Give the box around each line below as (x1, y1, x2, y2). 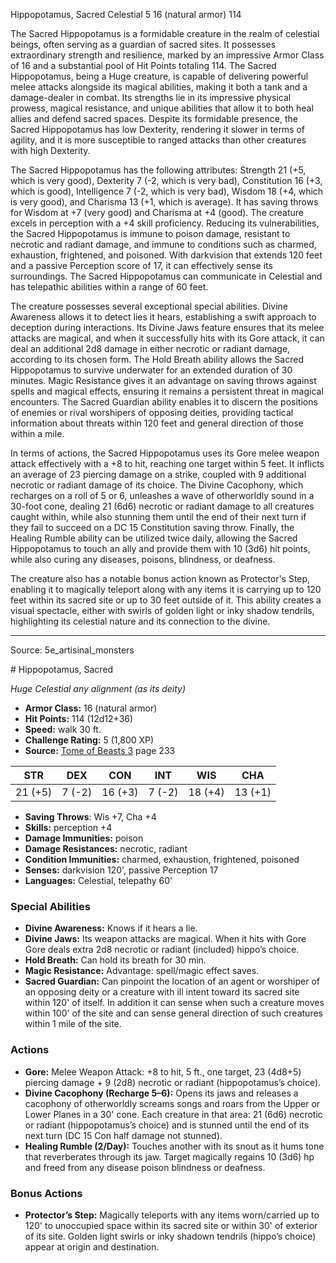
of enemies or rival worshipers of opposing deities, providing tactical (10, 407, 294, 418)
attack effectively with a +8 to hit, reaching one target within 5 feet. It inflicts (10, 458, 325, 469)
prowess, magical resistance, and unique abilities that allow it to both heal (10, 102, 314, 114)
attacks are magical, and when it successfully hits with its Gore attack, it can (10, 332, 325, 344)
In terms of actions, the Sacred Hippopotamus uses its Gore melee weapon (10, 447, 320, 459)
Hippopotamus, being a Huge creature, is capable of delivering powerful (10, 70, 309, 82)
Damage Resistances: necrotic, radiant (24, 843, 188, 854)
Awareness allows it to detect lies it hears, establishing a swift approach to (10, 311, 317, 323)
